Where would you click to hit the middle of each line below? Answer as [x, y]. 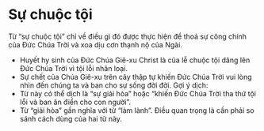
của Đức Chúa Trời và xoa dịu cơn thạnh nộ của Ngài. [95, 44]
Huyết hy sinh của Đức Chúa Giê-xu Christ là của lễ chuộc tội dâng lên [135, 60]
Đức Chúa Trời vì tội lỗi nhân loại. [74, 68]
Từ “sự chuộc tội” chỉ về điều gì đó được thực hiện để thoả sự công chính [128, 36]
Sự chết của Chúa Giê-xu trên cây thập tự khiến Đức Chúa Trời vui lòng [136, 77]
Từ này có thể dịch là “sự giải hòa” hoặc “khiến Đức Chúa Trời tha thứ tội [138, 93]
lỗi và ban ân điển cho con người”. [75, 102]
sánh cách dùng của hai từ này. [71, 118]
